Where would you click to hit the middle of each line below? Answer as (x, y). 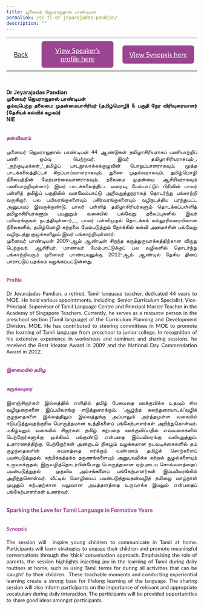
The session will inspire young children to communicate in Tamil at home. (102, 542)
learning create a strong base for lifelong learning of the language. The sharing (102, 581)
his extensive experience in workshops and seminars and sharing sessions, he (102, 338)
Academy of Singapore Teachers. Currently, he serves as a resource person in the (102, 313)
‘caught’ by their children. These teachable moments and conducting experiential (102, 574)
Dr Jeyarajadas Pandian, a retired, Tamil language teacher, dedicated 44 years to (102, 293)
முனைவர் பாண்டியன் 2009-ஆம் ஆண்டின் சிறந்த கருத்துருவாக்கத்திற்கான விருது (102, 240)
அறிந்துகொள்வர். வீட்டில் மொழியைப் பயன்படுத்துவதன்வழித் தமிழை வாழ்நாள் (102, 478)
